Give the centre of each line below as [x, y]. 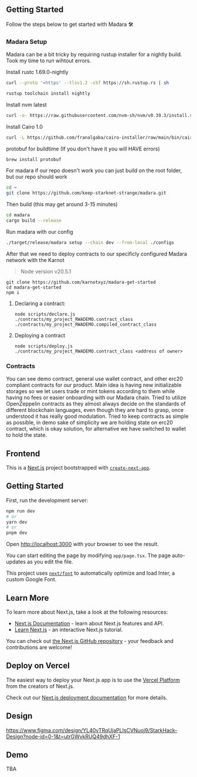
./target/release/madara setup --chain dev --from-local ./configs [90, 242]
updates [16, 562]
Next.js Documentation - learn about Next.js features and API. [89, 623]
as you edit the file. [50, 562]
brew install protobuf [34, 159]
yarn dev [17, 522]
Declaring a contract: [40, 303]
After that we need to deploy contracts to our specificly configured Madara [97, 254]
